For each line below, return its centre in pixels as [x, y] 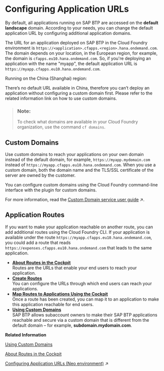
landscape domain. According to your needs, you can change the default [79, 28]
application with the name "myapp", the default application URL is [71, 63]
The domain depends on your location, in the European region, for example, [81, 53]
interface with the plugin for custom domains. [51, 190]
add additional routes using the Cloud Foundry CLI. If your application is [78, 232]
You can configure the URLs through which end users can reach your [82, 283]
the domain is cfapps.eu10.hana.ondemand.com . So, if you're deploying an [78, 58]
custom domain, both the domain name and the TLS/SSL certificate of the [80, 170]
